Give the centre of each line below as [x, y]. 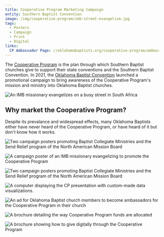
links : [12, 46]
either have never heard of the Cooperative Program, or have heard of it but [81, 127]
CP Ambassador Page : [30, 50]
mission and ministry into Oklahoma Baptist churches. [59, 85]
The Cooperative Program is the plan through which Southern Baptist [74, 65]
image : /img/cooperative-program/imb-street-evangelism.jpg [68, 19]
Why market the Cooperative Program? [66, 110]
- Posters [19, 28]
